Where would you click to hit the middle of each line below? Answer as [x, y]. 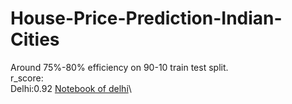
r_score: [27, 78]
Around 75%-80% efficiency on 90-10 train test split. [119, 67]
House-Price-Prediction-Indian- [146, 18]
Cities [35, 39]
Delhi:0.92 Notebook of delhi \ [71, 88]
